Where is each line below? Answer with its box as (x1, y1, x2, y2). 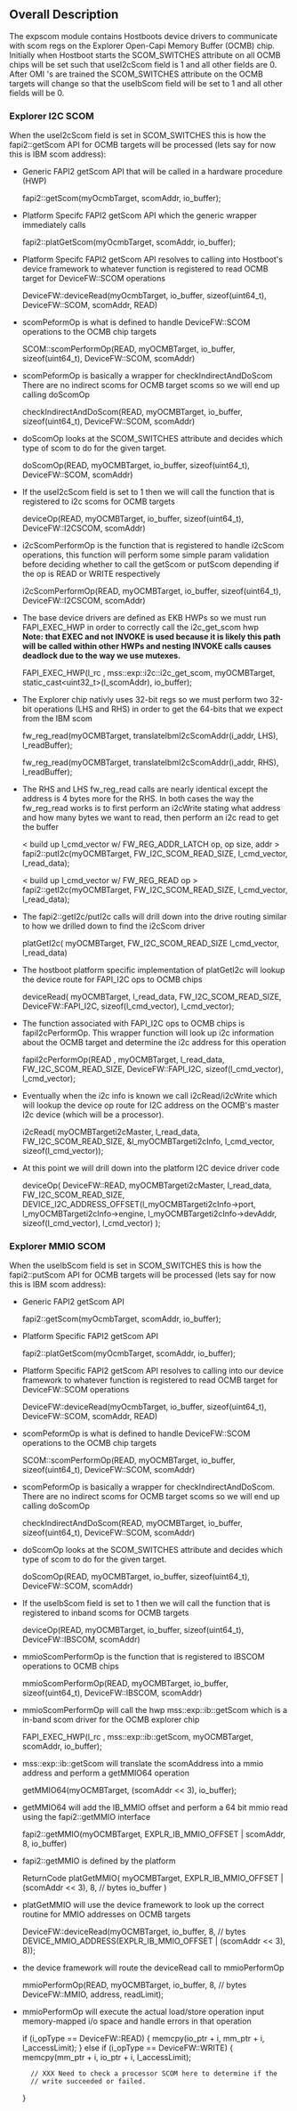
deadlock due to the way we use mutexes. (21, 650, 181, 662)
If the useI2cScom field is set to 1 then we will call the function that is (21, 487, 276, 498)
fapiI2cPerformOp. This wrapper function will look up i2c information (21, 1027, 275, 1038)
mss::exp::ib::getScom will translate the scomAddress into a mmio (21, 1758, 264, 1769)
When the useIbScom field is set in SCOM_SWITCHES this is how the (9, 1260, 262, 1271)
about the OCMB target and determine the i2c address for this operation (21, 1037, 286, 1048)
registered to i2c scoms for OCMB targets (21, 496, 175, 507)
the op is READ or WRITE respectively (21, 569, 161, 580)
